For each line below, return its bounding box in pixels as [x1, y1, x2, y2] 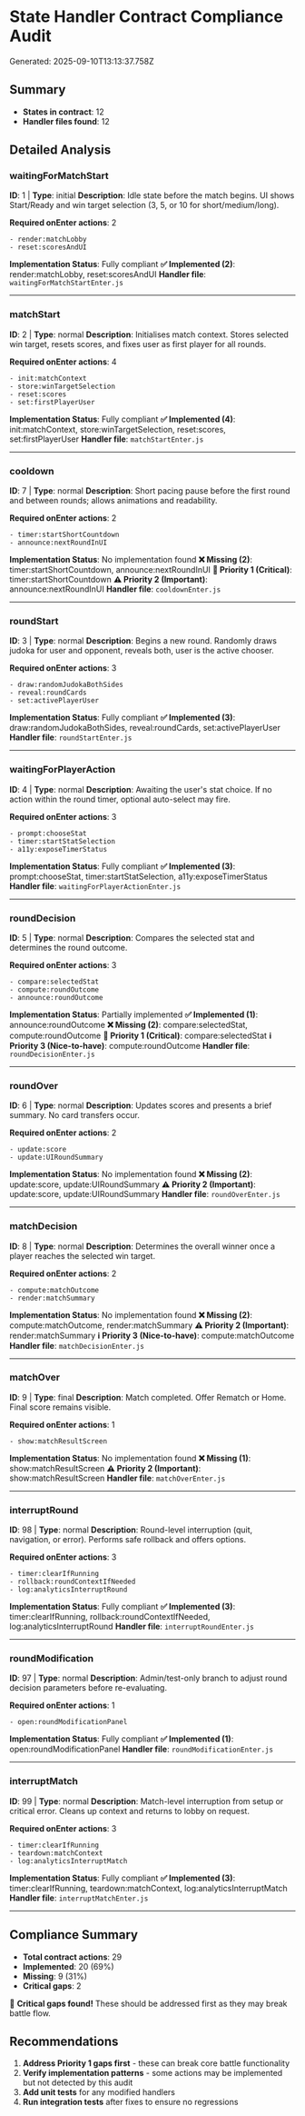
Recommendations [9, 2033, 119, 2049]
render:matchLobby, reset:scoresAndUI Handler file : [9, 269, 207, 280]
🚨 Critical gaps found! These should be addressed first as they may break [9, 1998, 288, 2009]
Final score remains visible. [9, 1402, 112, 1412]
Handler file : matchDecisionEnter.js [9, 1340, 145, 1351]
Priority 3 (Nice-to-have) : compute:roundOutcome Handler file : [9, 1040, 251, 1051]
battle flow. [9, 2007, 52, 2019]
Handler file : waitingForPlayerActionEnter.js [9, 880, 182, 892]
